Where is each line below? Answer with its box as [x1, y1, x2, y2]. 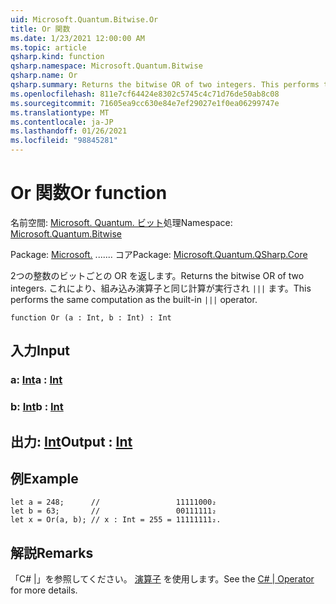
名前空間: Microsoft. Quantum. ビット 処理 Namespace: [10, 216, 233, 228]
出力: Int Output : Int [10, 433, 133, 450]
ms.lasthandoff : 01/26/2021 [10, 126, 128, 136]
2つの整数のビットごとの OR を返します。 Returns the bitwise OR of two [10, 269, 305, 281]
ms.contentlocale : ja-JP [10, 117, 114, 127]
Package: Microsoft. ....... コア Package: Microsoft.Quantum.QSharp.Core [10, 248, 308, 260]
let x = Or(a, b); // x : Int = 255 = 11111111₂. [10, 515, 222, 525]
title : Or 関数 [10, 24, 71, 34]
